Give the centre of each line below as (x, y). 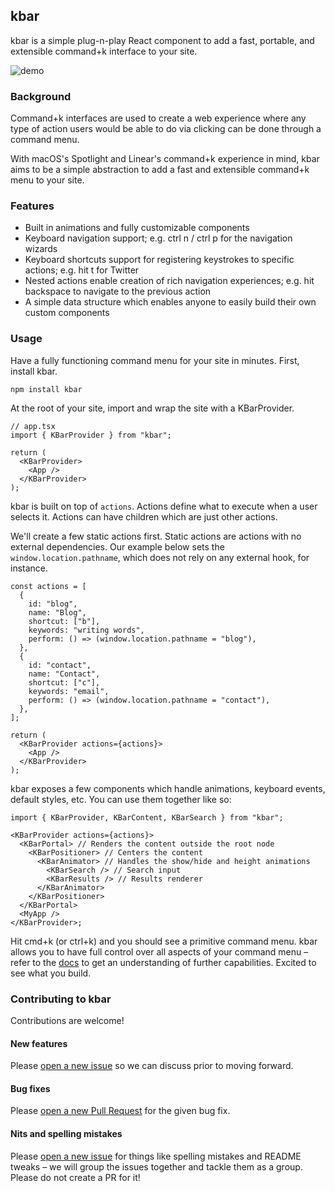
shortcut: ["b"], (64, 621)
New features (39, 1043)
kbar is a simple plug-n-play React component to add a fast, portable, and (162, 40)
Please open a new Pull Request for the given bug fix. (120, 1111)
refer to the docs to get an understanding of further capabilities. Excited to (163, 962)
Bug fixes (30, 1088)
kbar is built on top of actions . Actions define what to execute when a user (164, 506)
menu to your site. (47, 180)
